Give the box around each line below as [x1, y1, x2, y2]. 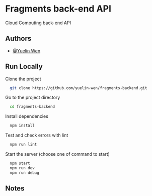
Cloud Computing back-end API [5, 20, 71, 26]
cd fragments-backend [10, 104, 55, 109]
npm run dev [10, 165, 35, 170]
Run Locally [5, 62, 43, 71]
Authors [5, 34, 32, 43]
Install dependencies [5, 113, 49, 119]
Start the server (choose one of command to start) [5, 151, 110, 157]
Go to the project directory [5, 94, 60, 101]
